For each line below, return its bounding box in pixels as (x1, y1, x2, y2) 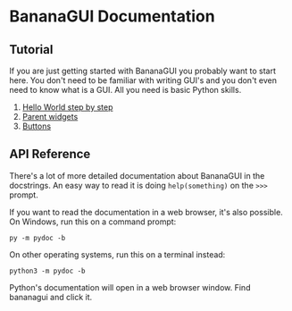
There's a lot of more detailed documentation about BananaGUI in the (9, 170, 265, 181)
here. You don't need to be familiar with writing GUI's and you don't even (9, 75, 278, 86)
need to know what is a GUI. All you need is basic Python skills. (9, 85, 242, 95)
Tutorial (9, 42, 54, 57)
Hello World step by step (21, 102, 113, 113)
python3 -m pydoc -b (9, 266, 87, 275)
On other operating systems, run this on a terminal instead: (9, 248, 226, 260)
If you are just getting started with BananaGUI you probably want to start (9, 65, 277, 76)
